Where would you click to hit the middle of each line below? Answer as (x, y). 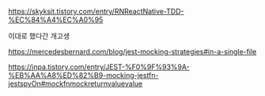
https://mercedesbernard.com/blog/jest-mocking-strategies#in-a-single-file (132, 52)
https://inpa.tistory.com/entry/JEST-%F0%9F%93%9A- (99, 67)
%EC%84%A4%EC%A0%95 (56, 20)
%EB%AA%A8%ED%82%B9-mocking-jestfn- (84, 75)
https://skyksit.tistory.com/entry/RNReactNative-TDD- (96, 11)
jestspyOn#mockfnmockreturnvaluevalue (76, 83)
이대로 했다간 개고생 (39, 36)
